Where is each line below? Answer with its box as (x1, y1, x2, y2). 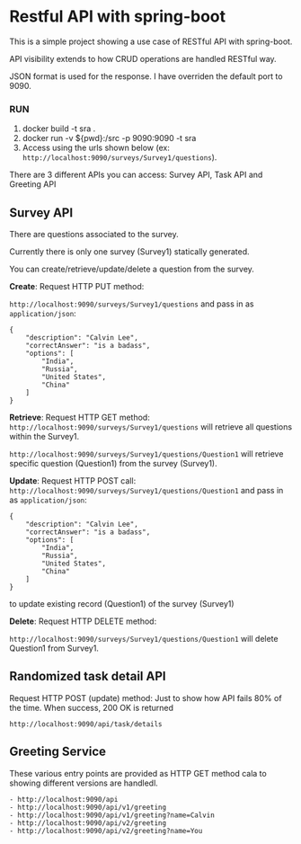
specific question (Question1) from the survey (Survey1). (9, 458, 217, 469)
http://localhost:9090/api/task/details (9, 719, 164, 729)
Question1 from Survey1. (9, 643, 99, 653)
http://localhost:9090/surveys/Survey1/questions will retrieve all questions (9, 422, 293, 432)
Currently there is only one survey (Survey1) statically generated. (9, 246, 250, 257)
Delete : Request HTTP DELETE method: (9, 616, 157, 626)
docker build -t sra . (22, 123, 96, 134)
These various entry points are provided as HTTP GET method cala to (9, 768, 267, 778)
